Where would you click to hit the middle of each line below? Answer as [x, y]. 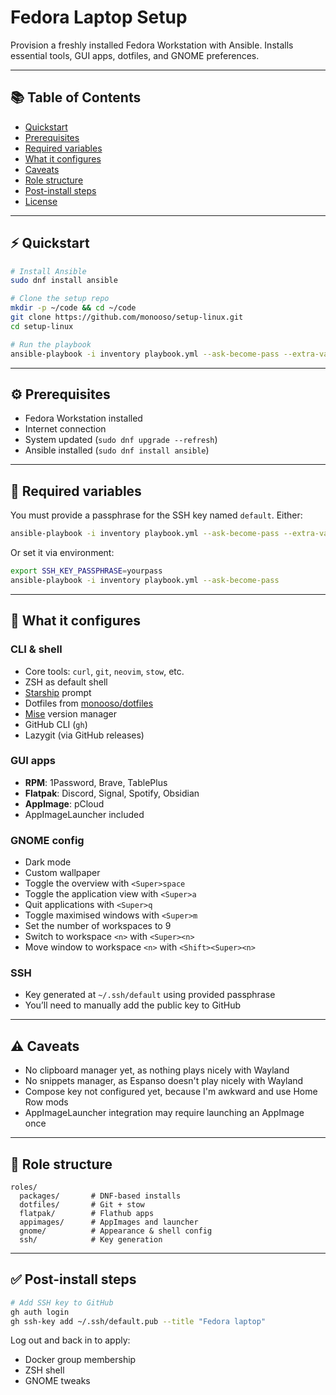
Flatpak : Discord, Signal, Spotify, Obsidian [112, 793]
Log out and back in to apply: [70, 1340]
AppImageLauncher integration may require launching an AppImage [164, 1113]
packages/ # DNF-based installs [100, 1196]
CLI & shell [36, 649]
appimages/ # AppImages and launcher [109, 1222]
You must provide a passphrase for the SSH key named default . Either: [156, 515]
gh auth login [40, 1312]
